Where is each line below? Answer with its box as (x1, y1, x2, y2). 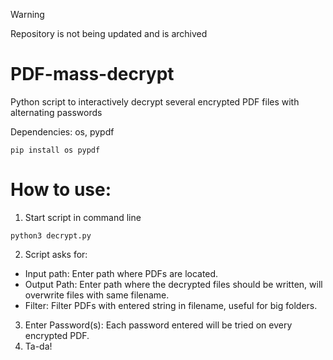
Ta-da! (24, 340, 53, 352)
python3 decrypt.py (10, 230, 92, 241)
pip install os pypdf (10, 145, 101, 155)
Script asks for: (24, 248, 88, 260)
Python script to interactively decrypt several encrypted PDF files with (10, 95, 300, 108)
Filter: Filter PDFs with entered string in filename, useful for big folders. (24, 299, 318, 311)
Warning (10, 9, 45, 20)
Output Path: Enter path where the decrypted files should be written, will (24, 278, 323, 290)
